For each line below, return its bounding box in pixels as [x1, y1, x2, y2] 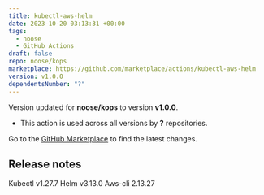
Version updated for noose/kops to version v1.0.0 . [8, 102, 179, 112]
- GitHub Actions [15, 42, 75, 50]
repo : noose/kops [8, 58, 67, 66]
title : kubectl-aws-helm [8, 11, 93, 20]
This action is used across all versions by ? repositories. [19, 118, 208, 128]
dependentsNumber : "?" [8, 80, 85, 88]
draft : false [8, 50, 53, 58]
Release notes [8, 157, 82, 171]
